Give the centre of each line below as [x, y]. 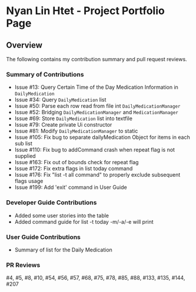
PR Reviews [23, 265]
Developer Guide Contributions [52, 203]
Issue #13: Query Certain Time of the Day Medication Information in [96, 87]
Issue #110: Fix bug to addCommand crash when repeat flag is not [95, 150]
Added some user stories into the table [62, 215]
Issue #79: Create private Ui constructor [63, 125]
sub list [23, 144]
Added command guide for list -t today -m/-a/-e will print [84, 221]
